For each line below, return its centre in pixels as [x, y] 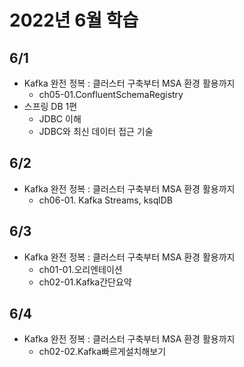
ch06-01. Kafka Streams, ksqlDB [105, 200]
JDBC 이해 [60, 119]
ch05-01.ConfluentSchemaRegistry [111, 94]
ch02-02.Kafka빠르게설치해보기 [102, 352]
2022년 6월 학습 [74, 20]
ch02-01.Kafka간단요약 [85, 282]
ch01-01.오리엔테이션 [80, 269]
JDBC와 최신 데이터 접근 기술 [96, 131]
